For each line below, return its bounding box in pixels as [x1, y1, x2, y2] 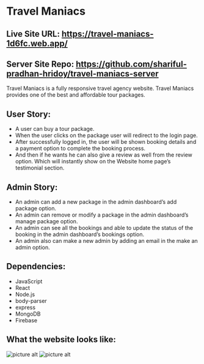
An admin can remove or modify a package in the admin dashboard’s [15, 211, 189, 218]
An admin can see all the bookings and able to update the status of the [15, 225, 194, 232]
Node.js [15, 291, 35, 298]
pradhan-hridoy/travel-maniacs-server [6, 69, 159, 79]
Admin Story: [6, 182, 58, 192]
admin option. [15, 243, 50, 251]
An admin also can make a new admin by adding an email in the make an [15, 237, 199, 245]
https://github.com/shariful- [75, 59, 188, 69]
